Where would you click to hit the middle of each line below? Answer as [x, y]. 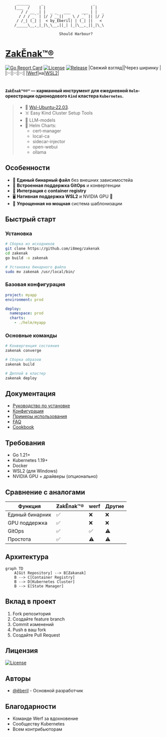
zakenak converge [23, 351]
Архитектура [27, 557]
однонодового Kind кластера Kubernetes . [79, 96]
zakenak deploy [21, 378]
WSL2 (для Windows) [35, 471]
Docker [20, 466]
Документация [31, 393]
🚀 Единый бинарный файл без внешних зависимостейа [72, 180]
